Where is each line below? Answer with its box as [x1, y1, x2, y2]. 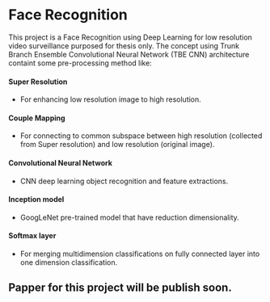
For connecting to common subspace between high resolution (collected [19, 131, 263, 141]
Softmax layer [8, 231, 57, 241]
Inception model [8, 195, 65, 204]
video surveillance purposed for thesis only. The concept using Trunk [8, 40, 240, 50]
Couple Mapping [8, 113, 66, 123]
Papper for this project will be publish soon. [8, 281, 232, 295]
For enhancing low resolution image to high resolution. [19, 94, 202, 104]
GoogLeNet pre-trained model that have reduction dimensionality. [19, 212, 240, 222]
